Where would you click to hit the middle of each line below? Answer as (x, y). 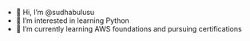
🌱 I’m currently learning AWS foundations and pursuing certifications (129, 29)
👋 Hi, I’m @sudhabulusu (55, 12)
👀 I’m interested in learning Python (72, 20)
